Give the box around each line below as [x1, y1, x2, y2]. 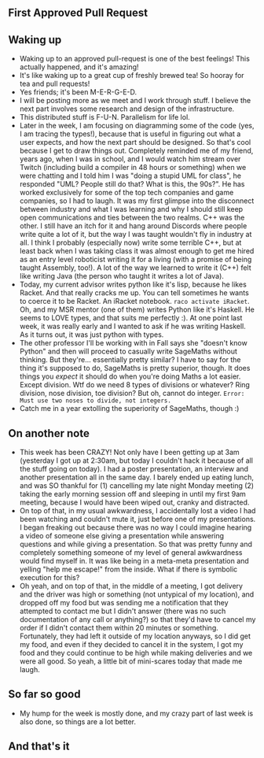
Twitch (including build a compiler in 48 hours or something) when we [19, 163, 247, 172]
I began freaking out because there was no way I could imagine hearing [19, 523, 252, 532]
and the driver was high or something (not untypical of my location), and [19, 590, 255, 599]
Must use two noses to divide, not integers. [19, 397, 171, 405]
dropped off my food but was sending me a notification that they [19, 598, 229, 608]
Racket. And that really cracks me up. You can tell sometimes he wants [19, 288, 249, 298]
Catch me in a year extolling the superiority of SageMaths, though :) [19, 404, 240, 413]
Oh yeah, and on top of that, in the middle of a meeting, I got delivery [19, 582, 244, 591]
